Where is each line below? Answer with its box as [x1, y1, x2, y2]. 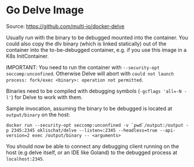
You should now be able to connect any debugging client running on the [6, 143, 179, 150]
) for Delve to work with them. [11, 94, 83, 101]
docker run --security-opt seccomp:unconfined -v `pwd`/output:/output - [6, 122, 189, 128]
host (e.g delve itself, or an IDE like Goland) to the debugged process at [6, 149, 178, 156]
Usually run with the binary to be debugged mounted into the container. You [6, 34, 188, 41]
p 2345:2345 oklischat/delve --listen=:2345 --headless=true [6, 127, 158, 133]
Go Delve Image [6, 3, 84, 17]
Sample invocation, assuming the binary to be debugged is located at [6, 105, 172, 112]
